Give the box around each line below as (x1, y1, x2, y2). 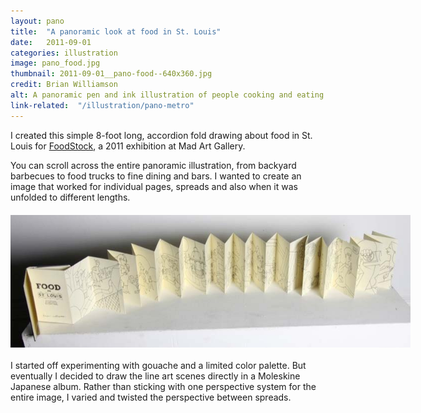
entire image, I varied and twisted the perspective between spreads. (10, 391, 292, 404)
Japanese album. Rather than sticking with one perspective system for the (10, 381, 317, 393)
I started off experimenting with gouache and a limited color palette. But (10, 360, 307, 372)
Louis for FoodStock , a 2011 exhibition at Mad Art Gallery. (10, 140, 246, 152)
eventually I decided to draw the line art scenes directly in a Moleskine (10, 370, 301, 382)
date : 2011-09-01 (10, 37, 92, 47)
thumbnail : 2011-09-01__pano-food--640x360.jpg (10, 69, 213, 79)
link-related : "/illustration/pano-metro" (10, 100, 195, 110)
